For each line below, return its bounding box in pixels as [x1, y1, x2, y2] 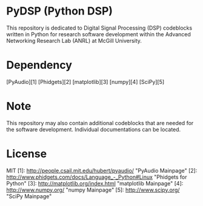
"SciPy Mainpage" [6, 192, 52, 200]
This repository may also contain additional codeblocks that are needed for [6, 119, 194, 126]
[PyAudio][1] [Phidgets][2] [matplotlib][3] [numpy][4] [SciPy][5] [6, 78, 165, 85]
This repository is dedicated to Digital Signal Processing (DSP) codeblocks [6, 24, 193, 31]
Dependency [6, 59, 73, 72]
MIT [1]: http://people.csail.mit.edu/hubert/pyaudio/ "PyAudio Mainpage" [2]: [6, 167, 198, 174]
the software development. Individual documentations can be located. [6, 126, 181, 133]
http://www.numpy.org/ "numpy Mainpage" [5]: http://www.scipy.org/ [6, 186, 180, 193]
